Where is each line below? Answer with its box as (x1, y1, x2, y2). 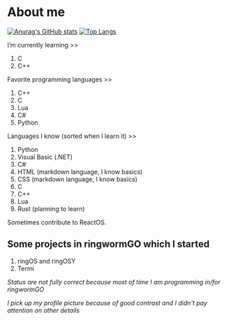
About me (7, 4, 66, 20)
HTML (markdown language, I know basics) (17, 167, 143, 176)
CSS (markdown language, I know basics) (17, 175, 138, 183)
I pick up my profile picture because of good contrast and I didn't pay (7, 298, 208, 307)
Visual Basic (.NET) (17, 153, 73, 161)
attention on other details (7, 306, 80, 314)
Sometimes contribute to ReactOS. (7, 218, 107, 227)
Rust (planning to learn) (17, 204, 85, 213)
